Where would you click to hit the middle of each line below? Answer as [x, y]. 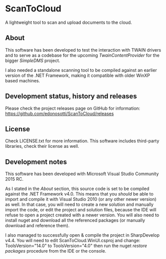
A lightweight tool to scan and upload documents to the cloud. [69, 22]
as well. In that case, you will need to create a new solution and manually [79, 204]
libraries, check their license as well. [42, 146]
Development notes [36, 162]
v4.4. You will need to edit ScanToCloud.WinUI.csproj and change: [73, 241]
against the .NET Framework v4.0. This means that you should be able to [79, 194]
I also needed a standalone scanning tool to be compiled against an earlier [81, 70]
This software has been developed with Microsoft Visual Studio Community [82, 174]
